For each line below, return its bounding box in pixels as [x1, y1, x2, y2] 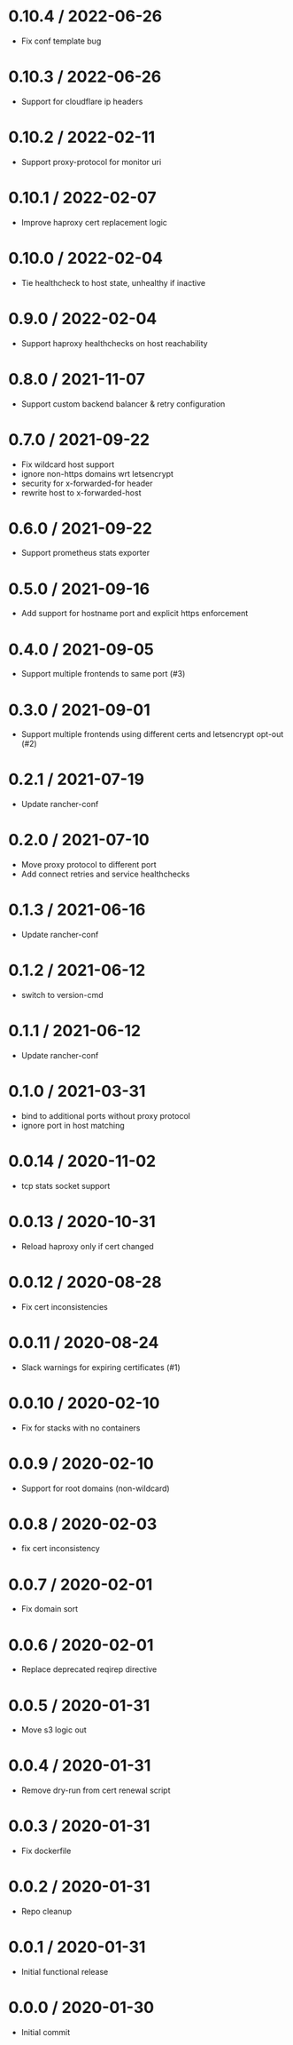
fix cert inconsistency [20, 1543, 101, 1554]
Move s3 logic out [20, 1724, 88, 1735]
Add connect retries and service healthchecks [20, 868, 190, 880]
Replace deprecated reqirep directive [20, 1664, 158, 1675]
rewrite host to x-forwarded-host [20, 487, 142, 498]
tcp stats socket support [20, 1180, 111, 1191]
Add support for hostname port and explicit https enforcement [20, 608, 249, 619]
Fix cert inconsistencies [20, 1301, 108, 1312]
